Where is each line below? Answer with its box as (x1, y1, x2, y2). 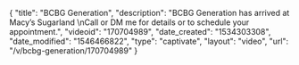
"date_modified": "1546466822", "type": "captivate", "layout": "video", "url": (9, 36, 289, 46)
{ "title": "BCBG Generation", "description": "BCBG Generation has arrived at (9, 8, 290, 18)
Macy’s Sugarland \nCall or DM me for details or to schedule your (9, 17, 250, 28)
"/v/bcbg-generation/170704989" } (9, 45, 138, 56)
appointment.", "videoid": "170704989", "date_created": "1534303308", (9, 27, 271, 37)
